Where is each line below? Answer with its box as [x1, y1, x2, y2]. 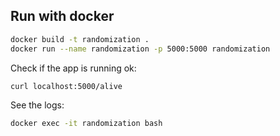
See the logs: [10, 99, 65, 111]
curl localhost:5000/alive [10, 81, 123, 91]
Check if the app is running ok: [10, 62, 137, 74]
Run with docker [10, 8, 115, 25]
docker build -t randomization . [10, 34, 150, 44]
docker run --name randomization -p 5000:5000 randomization [10, 44, 271, 54]
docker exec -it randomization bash [10, 119, 163, 129]
